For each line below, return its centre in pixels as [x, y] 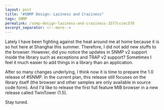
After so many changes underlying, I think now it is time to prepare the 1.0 [79, 72]
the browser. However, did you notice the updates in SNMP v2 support [76, 52]
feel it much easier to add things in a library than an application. [69, 63]
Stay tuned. [17, 102]
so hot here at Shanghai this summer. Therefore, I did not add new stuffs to [81, 47]
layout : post [18, 10]
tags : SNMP [16, 19]
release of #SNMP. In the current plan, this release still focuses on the [75, 77]
